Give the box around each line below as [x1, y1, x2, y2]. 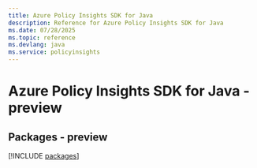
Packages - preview [8, 130, 108, 144]
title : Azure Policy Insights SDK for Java [8, 11, 154, 20]
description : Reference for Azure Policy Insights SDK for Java [8, 19, 224, 27]
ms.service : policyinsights [8, 48, 101, 56]
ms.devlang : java [8, 41, 65, 49]
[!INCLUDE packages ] [8, 151, 80, 160]
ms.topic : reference [8, 33, 76, 42]
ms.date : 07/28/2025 [8, 26, 76, 34]
